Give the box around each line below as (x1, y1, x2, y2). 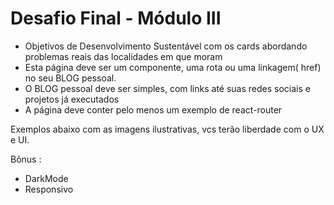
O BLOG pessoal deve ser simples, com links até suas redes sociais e (24, 82, 311, 94)
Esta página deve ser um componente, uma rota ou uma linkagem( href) (24, 61, 322, 73)
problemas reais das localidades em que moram (24, 50, 223, 62)
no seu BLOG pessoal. (24, 72, 117, 84)
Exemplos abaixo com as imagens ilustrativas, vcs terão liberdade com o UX (10, 123, 325, 135)
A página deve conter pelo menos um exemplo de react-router (24, 103, 283, 116)
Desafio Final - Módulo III (10, 7, 222, 30)
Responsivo (24, 183, 74, 195)
